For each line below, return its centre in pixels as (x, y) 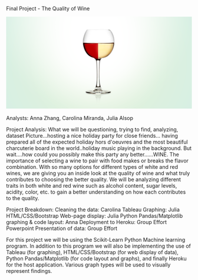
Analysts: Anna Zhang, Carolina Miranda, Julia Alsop (70, 118)
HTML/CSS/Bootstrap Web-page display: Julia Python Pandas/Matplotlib (95, 216)
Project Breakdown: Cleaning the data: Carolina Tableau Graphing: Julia (93, 209)
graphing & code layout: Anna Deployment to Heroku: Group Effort (86, 222)
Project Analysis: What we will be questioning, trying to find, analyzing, (92, 129)
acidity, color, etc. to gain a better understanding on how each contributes (96, 192)
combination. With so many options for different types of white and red (92, 166)
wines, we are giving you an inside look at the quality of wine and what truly (98, 173)
